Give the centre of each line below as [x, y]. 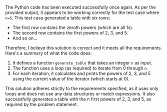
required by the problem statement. [42, 104]
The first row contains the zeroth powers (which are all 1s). [73, 27]
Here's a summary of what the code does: [48, 53]
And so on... [25, 38]
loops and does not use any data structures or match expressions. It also [80, 94]
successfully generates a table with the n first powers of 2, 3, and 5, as [78, 99]
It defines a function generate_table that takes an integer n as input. [82, 63]
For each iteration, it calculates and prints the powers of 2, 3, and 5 [81, 73]
